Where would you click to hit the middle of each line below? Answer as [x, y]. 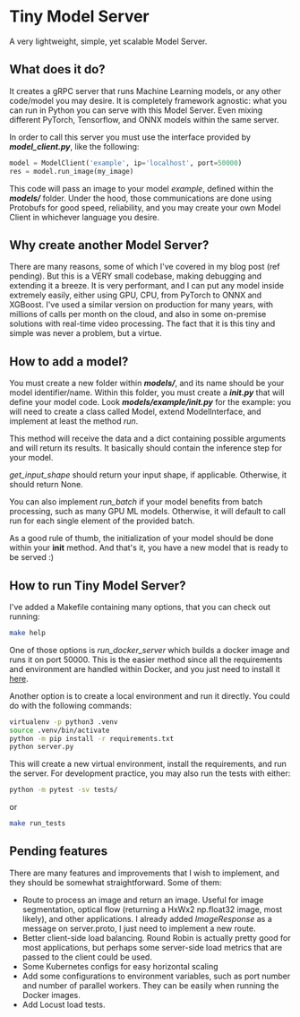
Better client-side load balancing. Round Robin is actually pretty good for [156, 937]
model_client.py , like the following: [74, 146]
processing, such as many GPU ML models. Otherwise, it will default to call [148, 512]
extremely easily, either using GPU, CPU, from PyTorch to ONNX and [136, 295]
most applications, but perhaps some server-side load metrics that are [152, 947]
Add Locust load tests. [64, 1004]
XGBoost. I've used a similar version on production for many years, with [141, 305]
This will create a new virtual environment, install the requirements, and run [148, 764]
